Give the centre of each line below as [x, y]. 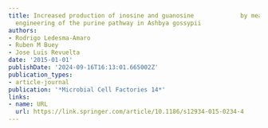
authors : [23, 30]
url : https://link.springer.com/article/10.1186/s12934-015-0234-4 [130, 112]
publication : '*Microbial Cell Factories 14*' [87, 89]
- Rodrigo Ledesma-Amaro [49, 38]
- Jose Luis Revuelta [44, 52]
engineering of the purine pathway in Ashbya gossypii [108, 23]
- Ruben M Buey [33, 45]
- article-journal [39, 82]
